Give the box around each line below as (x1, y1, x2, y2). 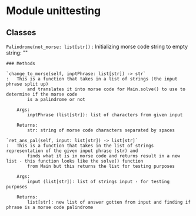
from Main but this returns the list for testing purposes (27, 163, 175, 169)
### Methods (6, 60, 35, 66)
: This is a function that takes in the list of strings (6, 143, 154, 148)
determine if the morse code (6, 92, 78, 97)
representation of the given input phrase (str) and (6, 148, 138, 154)
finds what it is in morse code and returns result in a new (27, 153, 181, 159)
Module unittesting (6, 4, 101, 18)
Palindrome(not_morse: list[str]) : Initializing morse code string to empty (6, 43, 188, 50)
